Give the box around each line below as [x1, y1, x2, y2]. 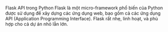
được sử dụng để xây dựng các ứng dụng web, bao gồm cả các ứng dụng [5, 10, 161, 16]
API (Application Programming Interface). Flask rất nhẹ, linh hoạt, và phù [5, 16, 158, 21]
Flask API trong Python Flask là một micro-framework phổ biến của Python [5, 5, 163, 11]
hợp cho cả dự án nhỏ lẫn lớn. [5, 21, 68, 27]
